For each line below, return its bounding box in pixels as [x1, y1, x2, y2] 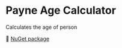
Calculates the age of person [5, 23, 78, 31]
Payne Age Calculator [5, 4, 117, 17]
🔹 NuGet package [5, 35, 49, 42]
